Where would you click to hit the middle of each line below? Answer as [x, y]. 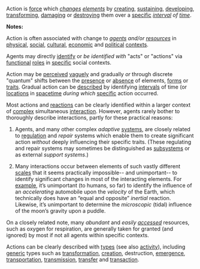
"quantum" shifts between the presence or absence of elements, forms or [97, 81]
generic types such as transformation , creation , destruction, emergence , [96, 253]
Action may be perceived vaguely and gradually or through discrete [90, 74]
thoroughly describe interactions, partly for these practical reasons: [90, 117]
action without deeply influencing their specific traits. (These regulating [103, 142]
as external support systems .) [51, 155]
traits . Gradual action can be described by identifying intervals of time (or [97, 87]
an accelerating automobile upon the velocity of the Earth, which [95, 192]
